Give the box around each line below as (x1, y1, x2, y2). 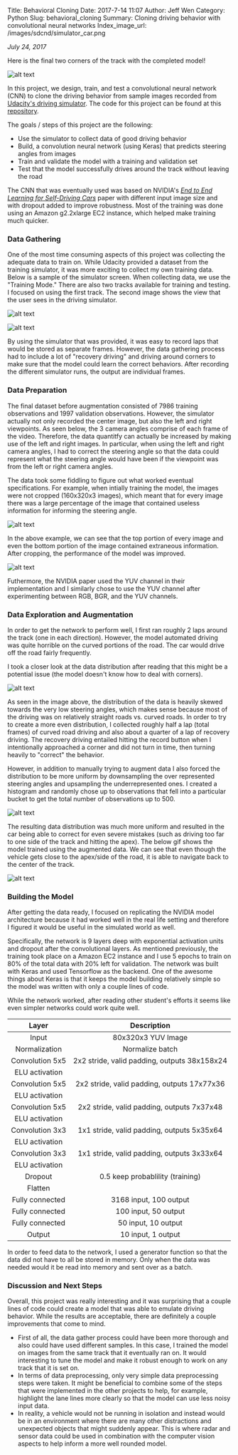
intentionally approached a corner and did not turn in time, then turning (7, 743, 215, 751)
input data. (17, 1402, 50, 1410)
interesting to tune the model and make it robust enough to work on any (17, 1356, 228, 1364)
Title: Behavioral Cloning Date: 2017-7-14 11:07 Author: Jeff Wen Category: (7, 6, 225, 14)
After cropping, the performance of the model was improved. (7, 549, 186, 557)
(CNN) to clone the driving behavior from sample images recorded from (7, 92, 217, 100)
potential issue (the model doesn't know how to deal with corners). (7, 669, 203, 678)
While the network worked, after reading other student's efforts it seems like (7, 996, 231, 1004)
